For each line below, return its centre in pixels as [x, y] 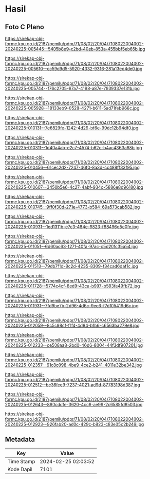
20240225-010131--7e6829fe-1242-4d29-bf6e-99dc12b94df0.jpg [72, 128]
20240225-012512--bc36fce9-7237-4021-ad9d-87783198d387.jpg [73, 385]
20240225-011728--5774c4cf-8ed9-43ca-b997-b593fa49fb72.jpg [73, 286]
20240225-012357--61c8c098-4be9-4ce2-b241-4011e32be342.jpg [74, 365]
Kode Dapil [20, 469]
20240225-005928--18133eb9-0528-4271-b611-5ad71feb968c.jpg [72, 108]
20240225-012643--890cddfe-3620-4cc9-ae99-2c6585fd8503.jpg [74, 404]
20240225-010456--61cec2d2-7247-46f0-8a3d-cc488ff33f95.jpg [72, 167]
